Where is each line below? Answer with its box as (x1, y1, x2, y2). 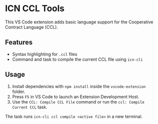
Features (5, 38, 33, 47)
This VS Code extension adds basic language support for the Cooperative (5, 19, 154, 25)
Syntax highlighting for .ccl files (12, 51, 78, 57)
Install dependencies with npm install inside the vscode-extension (12, 83, 146, 89)
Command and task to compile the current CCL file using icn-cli (12, 56, 143, 62)
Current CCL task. (12, 104, 48, 110)
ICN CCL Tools (5, 3, 65, 14)
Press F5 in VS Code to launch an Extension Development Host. (12, 93, 139, 100)
